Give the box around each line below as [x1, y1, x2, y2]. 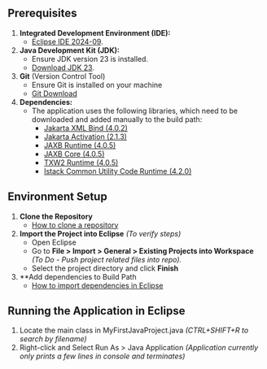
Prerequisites [7, 7, 77, 20]
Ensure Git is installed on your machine [31, 80, 163, 89]
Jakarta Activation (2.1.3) [43, 132, 128, 141]
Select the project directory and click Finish [31, 263, 179, 273]
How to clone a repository [31, 219, 119, 230]
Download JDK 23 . [31, 63, 95, 72]
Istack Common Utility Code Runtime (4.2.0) [43, 166, 192, 176]
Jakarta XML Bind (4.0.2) [43, 123, 128, 132]
